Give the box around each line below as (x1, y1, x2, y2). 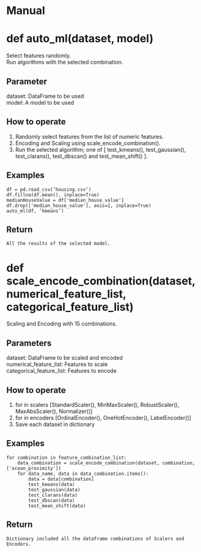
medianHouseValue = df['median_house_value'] (6, 197, 124, 203)
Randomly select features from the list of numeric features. (15, 133, 164, 140)
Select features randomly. (6, 52, 71, 59)
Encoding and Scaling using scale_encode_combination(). (15, 139, 161, 147)
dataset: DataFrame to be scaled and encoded (6, 354, 123, 362)
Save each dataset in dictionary (15, 420, 95, 428)
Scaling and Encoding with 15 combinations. (6, 320, 117, 327)
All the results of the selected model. (6, 241, 111, 247)
